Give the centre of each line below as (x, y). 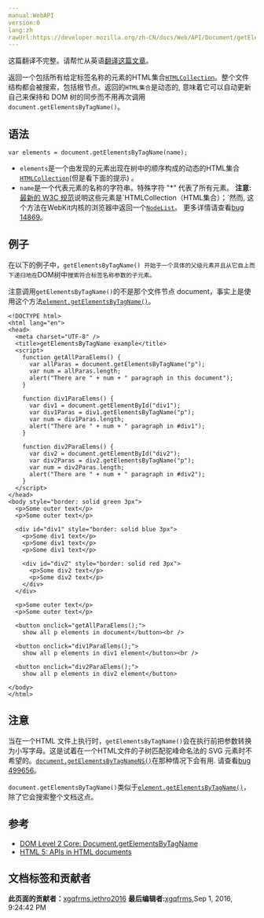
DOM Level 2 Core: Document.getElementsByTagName (109, 843)
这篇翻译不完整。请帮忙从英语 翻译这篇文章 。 (81, 61)
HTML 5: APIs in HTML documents (75, 852)
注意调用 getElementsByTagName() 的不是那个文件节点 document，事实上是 (126, 291)
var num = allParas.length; (75, 371)
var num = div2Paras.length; (77, 467)
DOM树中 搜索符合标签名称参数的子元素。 (96, 274)
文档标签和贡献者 (49, 878)
